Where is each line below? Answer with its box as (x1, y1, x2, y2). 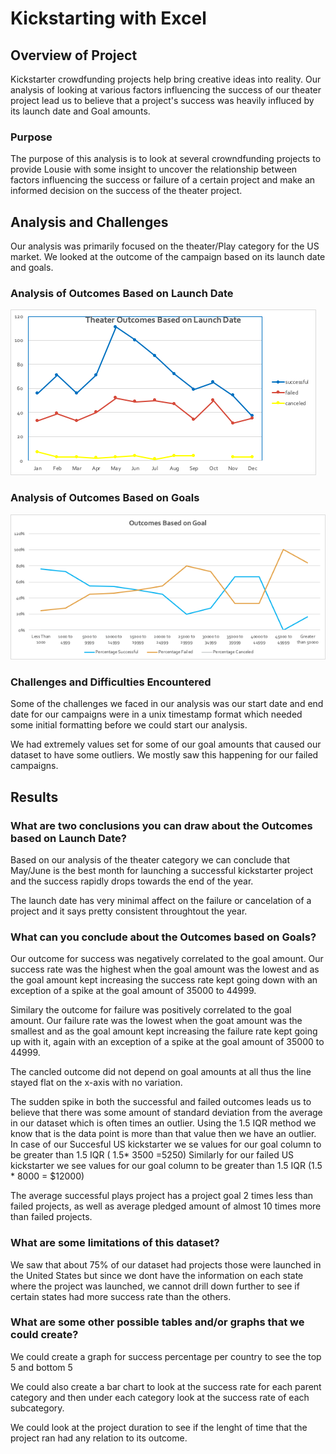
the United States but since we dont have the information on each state (10, 1269, 304, 1281)
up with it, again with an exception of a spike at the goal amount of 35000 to (10, 1036, 325, 1048)
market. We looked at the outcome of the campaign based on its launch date (10, 251, 326, 263)
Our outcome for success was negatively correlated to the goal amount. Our (10, 953, 324, 965)
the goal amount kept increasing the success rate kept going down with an (10, 974, 318, 986)
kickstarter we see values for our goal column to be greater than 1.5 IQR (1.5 (10, 1160, 323, 1172)
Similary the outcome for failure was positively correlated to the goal (10, 1004, 292, 1016)
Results (10, 788, 59, 806)
